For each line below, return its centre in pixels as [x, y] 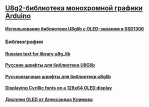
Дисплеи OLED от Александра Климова [49, 99]
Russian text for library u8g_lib [38, 53]
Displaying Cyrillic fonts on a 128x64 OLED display [59, 88]
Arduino [18, 16]
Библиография [24, 41]
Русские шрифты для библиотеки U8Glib [50, 65]
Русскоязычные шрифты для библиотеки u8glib [58, 76]
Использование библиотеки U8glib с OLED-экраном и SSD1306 [74, 28]
